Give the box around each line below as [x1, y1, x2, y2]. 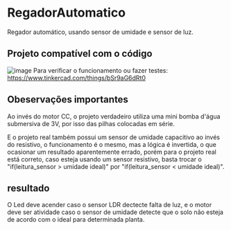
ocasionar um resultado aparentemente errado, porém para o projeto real [7, 148, 216, 156]
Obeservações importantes [7, 94, 128, 105]
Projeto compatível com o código [7, 48, 153, 60]
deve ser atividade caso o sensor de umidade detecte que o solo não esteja [7, 208, 224, 216]
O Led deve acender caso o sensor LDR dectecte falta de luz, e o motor [7, 201, 212, 209]
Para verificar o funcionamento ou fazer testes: [33, 66, 169, 74]
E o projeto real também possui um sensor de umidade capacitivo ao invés [7, 133, 221, 141]
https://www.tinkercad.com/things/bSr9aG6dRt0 [7, 73, 146, 82]
